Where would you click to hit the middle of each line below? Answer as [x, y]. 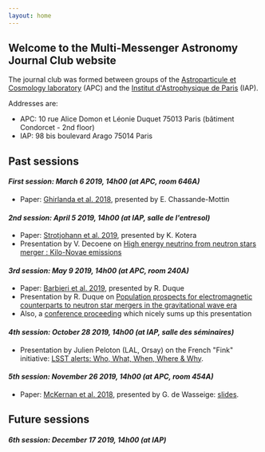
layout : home [30, 16]
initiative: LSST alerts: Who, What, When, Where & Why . [111, 358]
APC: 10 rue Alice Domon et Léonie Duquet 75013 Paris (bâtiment [127, 119]
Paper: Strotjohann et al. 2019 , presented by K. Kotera [108, 236]
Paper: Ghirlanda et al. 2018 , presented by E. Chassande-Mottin [125, 200]
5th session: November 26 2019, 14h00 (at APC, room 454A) [111, 377]
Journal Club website [63, 61]
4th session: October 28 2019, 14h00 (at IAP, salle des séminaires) [121, 332]
